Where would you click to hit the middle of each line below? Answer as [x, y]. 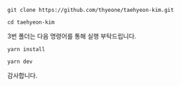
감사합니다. [22, 76]
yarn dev [20, 62]
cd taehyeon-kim [31, 22]
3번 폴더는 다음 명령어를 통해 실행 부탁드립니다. [72, 36]
